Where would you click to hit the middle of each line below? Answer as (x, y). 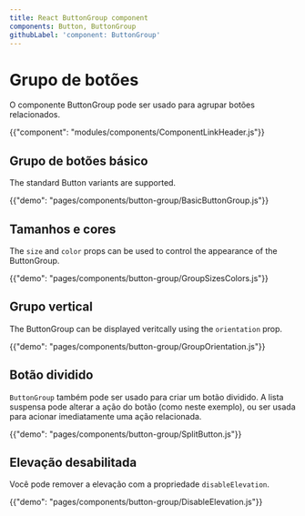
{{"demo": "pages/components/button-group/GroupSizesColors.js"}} (139, 278)
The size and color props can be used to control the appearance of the (143, 250)
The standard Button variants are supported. (92, 183)
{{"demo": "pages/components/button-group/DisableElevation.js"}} (136, 502)
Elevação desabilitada (73, 462)
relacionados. (35, 115)
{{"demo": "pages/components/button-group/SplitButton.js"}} (126, 434)
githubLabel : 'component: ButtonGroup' (85, 35)
